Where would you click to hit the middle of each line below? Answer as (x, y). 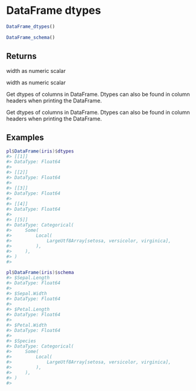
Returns (22, 56)
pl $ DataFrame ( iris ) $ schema (40, 273)
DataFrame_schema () (31, 37)
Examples (25, 137)
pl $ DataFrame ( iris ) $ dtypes (40, 151)
